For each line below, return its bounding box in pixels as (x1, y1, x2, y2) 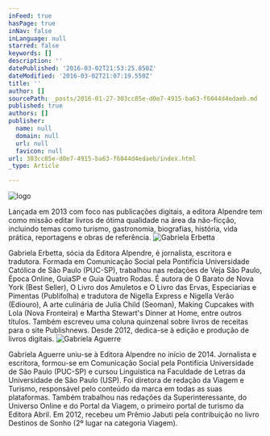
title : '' (8, 79, 42, 87)
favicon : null (15, 147, 63, 155)
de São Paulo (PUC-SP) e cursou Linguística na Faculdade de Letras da (8, 367, 246, 376)
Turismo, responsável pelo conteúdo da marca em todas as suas (8, 384, 223, 394)
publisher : (8, 117, 45, 125)
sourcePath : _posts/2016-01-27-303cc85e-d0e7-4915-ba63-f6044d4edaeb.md (8, 94, 258, 103)
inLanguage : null (8, 34, 67, 43)
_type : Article (8, 162, 60, 170)
